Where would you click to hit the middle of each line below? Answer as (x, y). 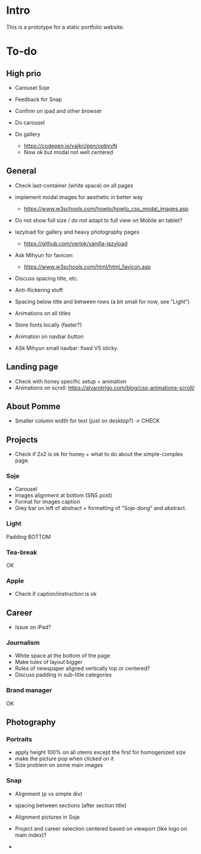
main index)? (31, 835)
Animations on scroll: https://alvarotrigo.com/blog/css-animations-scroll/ (105, 388)
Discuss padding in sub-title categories (63, 675)
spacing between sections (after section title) (71, 805)
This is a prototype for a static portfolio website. (65, 27)
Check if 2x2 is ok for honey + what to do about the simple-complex (99, 454)
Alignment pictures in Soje (47, 817)
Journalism (23, 643)
